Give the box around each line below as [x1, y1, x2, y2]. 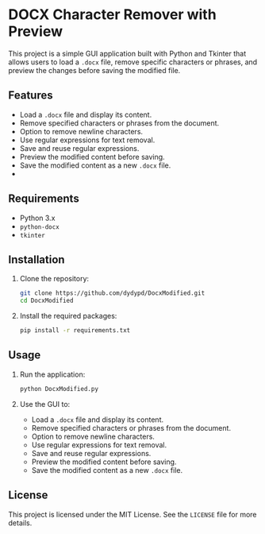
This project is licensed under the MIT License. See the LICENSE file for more [8, 509, 257, 519]
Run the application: [19, 370, 86, 379]
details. [8, 518, 33, 528]
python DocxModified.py [19, 385, 99, 393]
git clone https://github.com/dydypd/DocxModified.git [19, 289, 205, 297]
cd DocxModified [19, 296, 74, 305]
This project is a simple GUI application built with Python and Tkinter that [8, 48, 247, 58]
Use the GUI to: [19, 399, 71, 408]
